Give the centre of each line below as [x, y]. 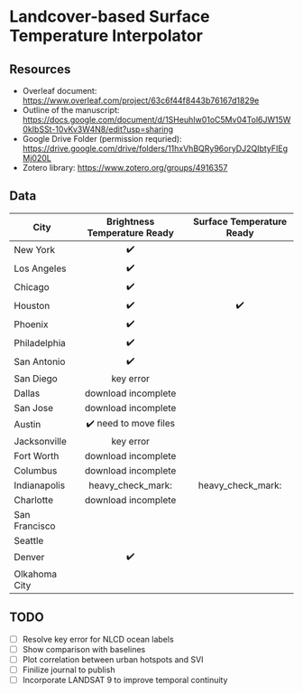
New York [35, 250]
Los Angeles [40, 268]
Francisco [35, 526]
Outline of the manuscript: [71, 110]
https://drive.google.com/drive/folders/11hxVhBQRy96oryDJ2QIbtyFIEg [155, 148]
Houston [32, 306]
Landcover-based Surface [110, 17]
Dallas [27, 393]
